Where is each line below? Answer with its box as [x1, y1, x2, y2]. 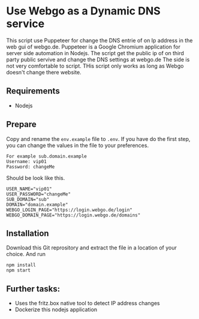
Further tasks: [6, 284, 61, 294]
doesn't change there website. [6, 68, 82, 76]
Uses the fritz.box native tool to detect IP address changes [14, 300, 160, 307]
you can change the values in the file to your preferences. [6, 142, 149, 149]
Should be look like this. [6, 174, 65, 181]
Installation [6, 228, 49, 238]
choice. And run [6, 251, 46, 258]
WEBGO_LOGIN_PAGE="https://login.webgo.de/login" [6, 207, 133, 213]
